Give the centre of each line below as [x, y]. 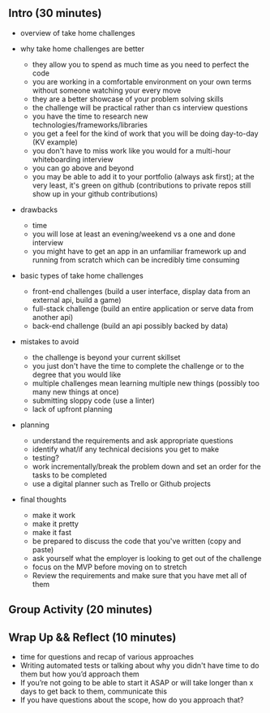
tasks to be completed [69, 475]
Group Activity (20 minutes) [80, 609]
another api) [53, 317]
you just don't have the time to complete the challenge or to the [138, 365]
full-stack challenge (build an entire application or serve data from [143, 309]
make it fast [51, 532]
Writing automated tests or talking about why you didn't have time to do [139, 666]
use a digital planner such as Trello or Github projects [121, 483]
